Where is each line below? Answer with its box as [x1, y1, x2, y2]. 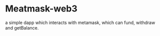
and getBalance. [5, 24, 39, 30]
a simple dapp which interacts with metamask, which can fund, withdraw [5, 19, 155, 25]
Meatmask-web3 [5, 3, 77, 14]
